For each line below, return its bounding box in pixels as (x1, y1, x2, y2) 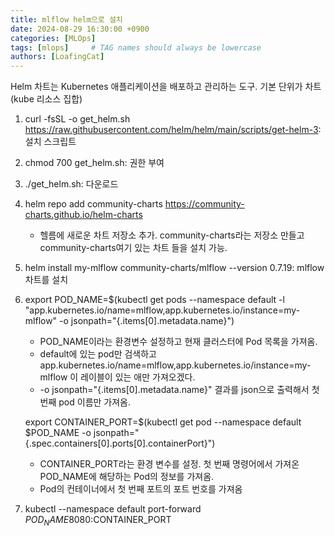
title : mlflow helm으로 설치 (10, 14, 123, 25)
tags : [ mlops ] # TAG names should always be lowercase (10, 42, 262, 53)
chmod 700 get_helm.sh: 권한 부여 (24, 157, 165, 169)
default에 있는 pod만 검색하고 (39, 348, 157, 360)
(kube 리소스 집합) (10, 93, 83, 105)
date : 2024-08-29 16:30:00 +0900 (10, 24, 150, 34)
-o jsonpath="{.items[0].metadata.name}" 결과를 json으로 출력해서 (39, 384, 310, 396)
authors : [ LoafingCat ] (10, 52, 105, 62)
